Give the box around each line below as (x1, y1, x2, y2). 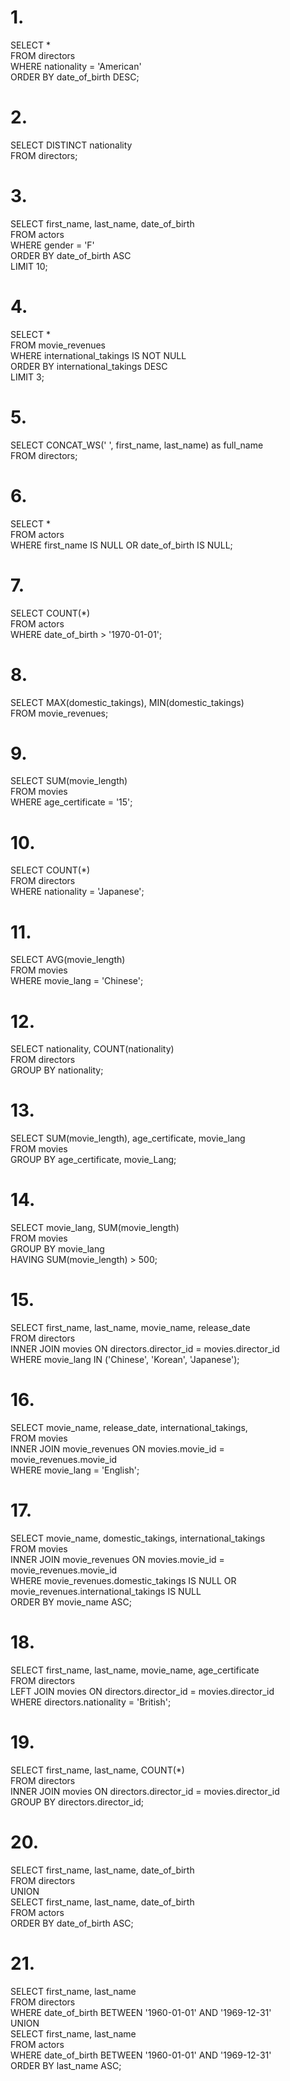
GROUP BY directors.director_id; (10, 1796, 145, 1808)
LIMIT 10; (10, 260, 48, 272)
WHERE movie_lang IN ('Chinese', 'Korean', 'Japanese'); (10, 1354, 240, 1366)
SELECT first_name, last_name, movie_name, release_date (10, 1322, 251, 1334)
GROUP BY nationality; (10, 1064, 104, 1076)
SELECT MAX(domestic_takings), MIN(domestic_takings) (10, 696, 245, 708)
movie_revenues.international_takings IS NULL (10, 1585, 202, 1597)
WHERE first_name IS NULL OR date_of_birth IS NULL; (10, 539, 233, 551)
